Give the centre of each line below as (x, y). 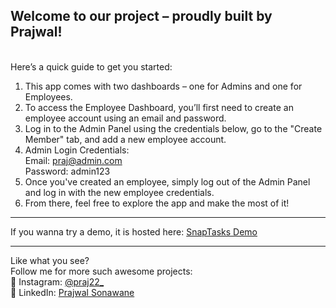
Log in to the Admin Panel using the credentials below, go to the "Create (173, 128)
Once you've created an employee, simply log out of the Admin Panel (167, 181)
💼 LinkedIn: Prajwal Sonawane (72, 292)
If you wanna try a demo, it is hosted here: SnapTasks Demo (134, 231)
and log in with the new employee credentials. (119, 192)
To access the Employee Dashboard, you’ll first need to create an (159, 107)
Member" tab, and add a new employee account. (125, 139)
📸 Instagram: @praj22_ (57, 281)
